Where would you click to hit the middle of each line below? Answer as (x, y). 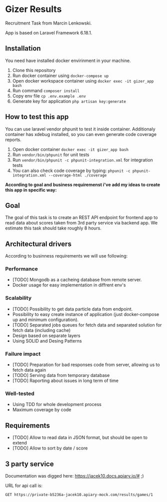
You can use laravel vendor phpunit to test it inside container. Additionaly (80, 129)
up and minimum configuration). (45, 319)
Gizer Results (33, 9)
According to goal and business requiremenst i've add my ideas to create (83, 184)
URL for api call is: (24, 485)
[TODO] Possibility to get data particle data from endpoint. (72, 309)
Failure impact (23, 353)
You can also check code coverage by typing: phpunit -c (71, 170)
